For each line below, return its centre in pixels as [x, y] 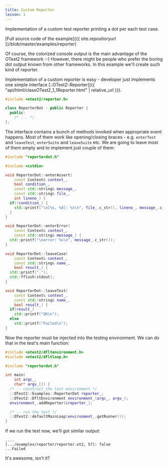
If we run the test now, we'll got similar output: [53, 431]
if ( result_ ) [22, 309]
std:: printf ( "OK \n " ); [36, 314]
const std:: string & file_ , [42, 194]
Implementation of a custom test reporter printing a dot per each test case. [82, 29]
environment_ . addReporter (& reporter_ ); [51, 403]
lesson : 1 [15, 15]
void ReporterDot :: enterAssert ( [39, 175]
